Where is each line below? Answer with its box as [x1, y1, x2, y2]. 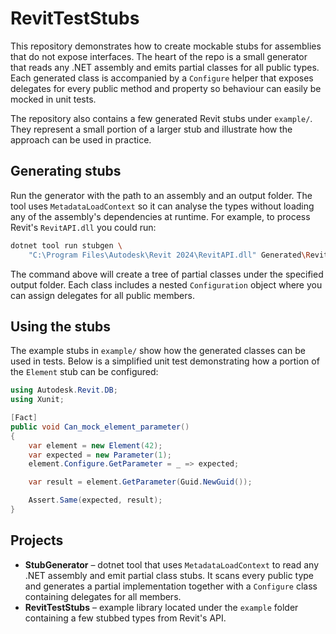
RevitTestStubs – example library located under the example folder [24, 601, 299, 613]
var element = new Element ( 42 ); [28, 440, 163, 451]
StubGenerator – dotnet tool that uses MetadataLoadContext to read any [24, 558, 320, 571]
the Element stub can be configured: [10, 366, 159, 378]
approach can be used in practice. [10, 133, 152, 146]
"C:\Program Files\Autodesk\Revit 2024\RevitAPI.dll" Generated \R [28, 250, 311, 260]
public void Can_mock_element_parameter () [10, 422, 190, 432]
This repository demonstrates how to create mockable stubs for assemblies [10, 40, 322, 52]
